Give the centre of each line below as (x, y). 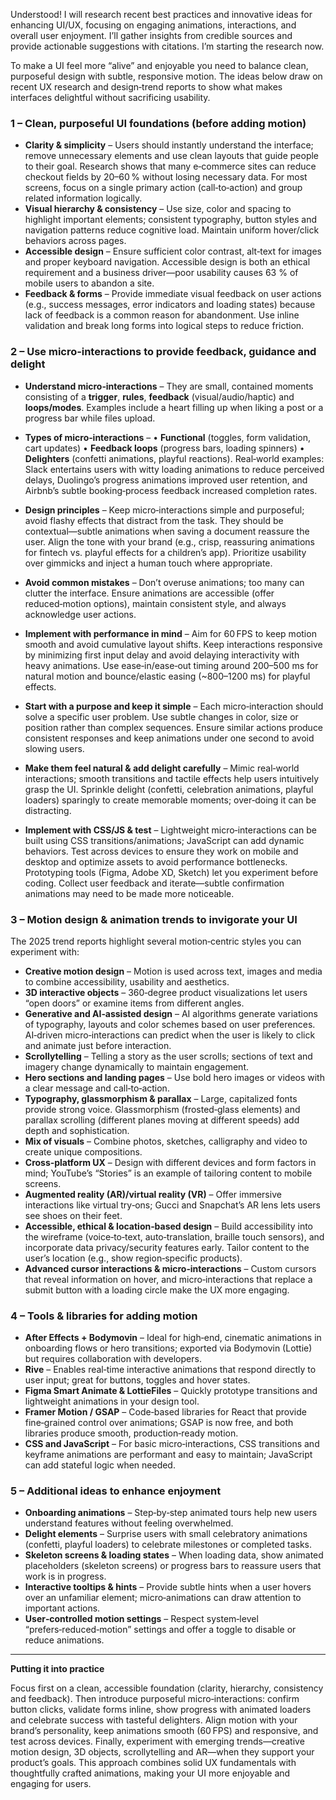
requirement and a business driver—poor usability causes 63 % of (161, 273)
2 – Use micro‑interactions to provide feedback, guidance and (163, 352)
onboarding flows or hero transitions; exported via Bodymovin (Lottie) (168, 1348)
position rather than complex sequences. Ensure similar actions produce (174, 727)
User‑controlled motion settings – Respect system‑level (141, 1619)
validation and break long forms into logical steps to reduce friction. (164, 326)
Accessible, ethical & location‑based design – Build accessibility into (169, 1226)
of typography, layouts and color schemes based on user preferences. (170, 1024)
